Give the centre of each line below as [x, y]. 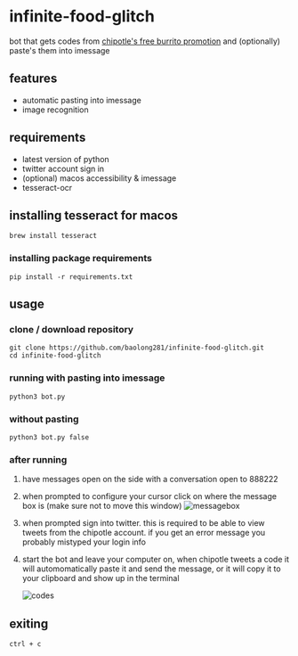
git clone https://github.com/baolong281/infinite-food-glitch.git [137, 348]
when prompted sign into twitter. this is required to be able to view [143, 523]
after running [38, 459]
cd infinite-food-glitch [55, 356]
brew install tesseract [53, 236]
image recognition [55, 110]
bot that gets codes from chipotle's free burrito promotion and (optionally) [145, 41]
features [33, 79]
